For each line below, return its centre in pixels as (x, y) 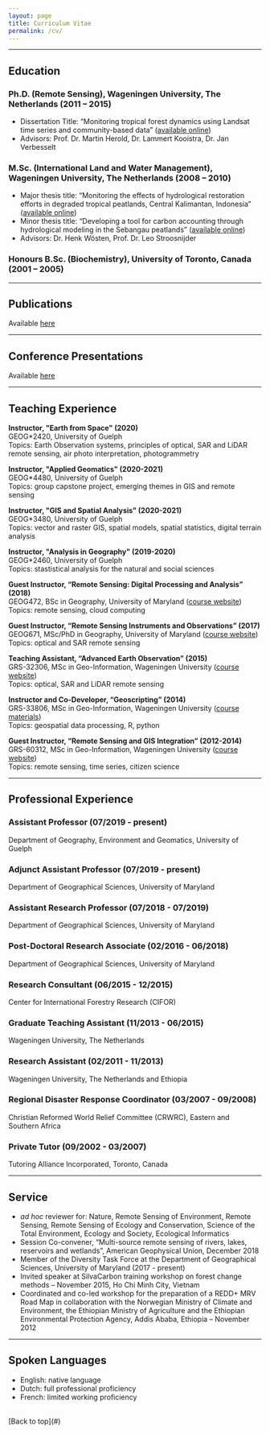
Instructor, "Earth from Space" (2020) (74, 428)
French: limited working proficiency (78, 1397)
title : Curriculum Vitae (50, 23)
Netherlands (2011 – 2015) (60, 104)
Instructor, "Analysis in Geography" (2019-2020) (92, 552)
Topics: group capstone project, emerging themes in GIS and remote (122, 486)
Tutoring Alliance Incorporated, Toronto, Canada (88, 1164)
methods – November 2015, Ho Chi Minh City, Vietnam (110, 1284)
